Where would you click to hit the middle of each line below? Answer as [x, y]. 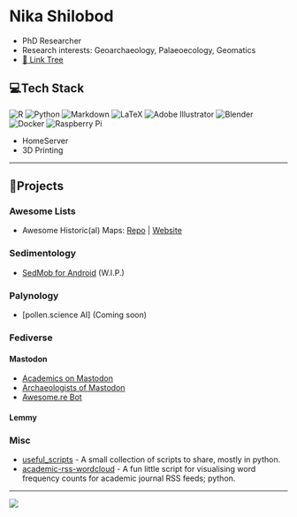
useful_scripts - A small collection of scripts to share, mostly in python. [151, 460]
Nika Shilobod [61, 16]
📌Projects [37, 186]
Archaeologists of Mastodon [73, 388]
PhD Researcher [52, 41]
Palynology [34, 295]
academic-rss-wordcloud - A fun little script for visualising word [139, 469]
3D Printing [42, 150]
